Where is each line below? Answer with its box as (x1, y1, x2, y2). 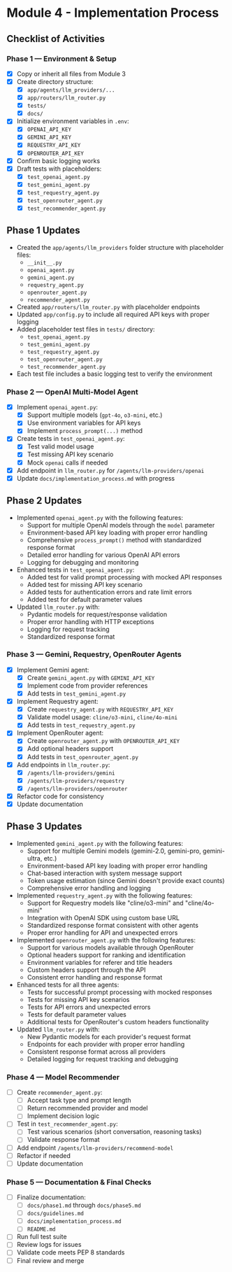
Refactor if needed (16, 1151, 71, 1159)
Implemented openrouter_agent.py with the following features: (16, 935, 196, 944)
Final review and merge (16, 1256, 85, 1264)
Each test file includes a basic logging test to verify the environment (16, 369, 212, 378)
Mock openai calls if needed (27, 458, 108, 467)
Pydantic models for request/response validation (27, 610, 168, 619)
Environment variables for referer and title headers (27, 958, 173, 966)
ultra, (27, 854, 43, 862)
